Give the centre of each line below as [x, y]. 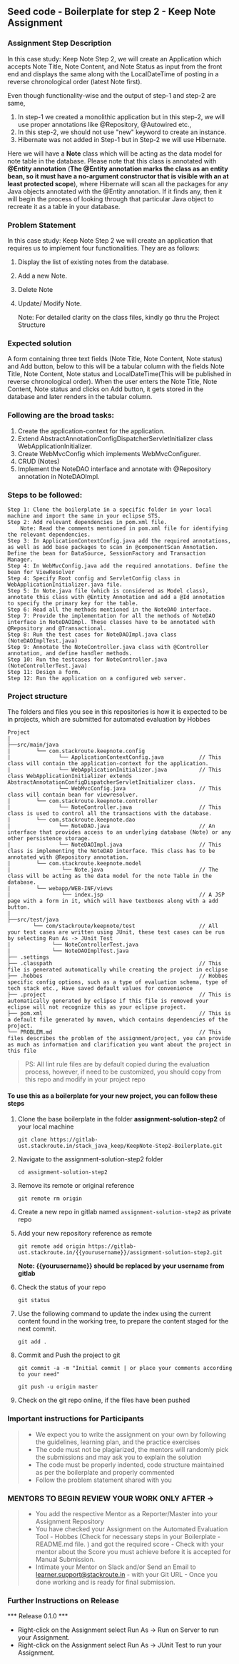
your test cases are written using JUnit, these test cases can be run [116, 932]
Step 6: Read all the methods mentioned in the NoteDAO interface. [110, 610]
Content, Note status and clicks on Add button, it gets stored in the [106, 389]
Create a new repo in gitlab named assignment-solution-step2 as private [124, 1212]
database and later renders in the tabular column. [80, 397]
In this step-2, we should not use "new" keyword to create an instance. [122, 132]
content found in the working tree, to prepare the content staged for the [123, 1321]
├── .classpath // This [115, 964]
